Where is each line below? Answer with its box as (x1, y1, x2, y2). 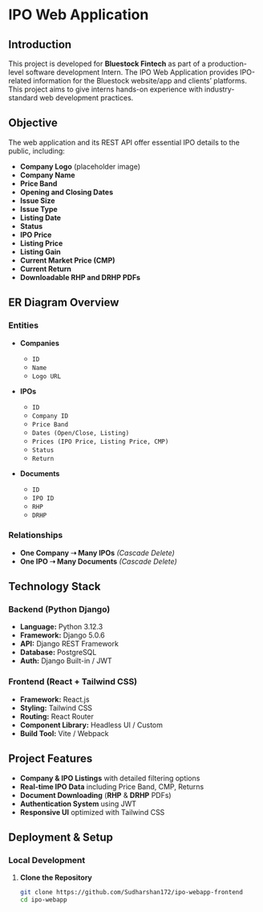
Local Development (8, 854, 86, 865)
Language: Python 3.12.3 (19, 622, 103, 632)
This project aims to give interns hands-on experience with (8, 84, 203, 94)
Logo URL (31, 372, 62, 381)
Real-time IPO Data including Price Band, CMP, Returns (19, 781, 204, 792)
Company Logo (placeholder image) (19, 161, 141, 171)
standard (8, 93, 38, 102)
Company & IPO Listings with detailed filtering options (19, 773, 200, 783)
